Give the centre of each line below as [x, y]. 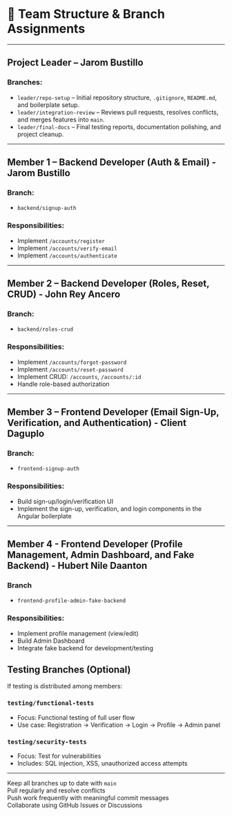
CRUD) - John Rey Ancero [64, 294]
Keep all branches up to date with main [62, 783]
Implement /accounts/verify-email [67, 248]
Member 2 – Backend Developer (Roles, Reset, [108, 283]
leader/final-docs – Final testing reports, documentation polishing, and [119, 126]
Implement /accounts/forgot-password [72, 362]
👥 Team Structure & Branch [86, 14]
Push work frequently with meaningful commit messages [88, 797]
